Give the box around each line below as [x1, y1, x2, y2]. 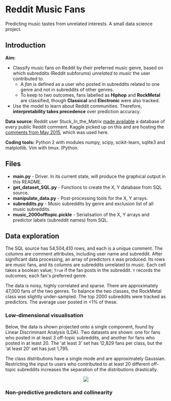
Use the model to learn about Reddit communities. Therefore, [12, 103, 142, 109]
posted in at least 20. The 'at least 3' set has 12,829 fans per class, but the [5, 340, 163, 346]
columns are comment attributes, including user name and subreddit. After [5, 251, 163, 257]
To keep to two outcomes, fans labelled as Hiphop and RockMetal [20, 92, 160, 98]
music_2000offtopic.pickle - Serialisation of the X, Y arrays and [12, 211, 150, 217]
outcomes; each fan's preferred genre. [5, 272, 87, 279]
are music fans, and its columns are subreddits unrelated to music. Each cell [5, 262, 166, 268]
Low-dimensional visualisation [5, 312, 83, 319]
